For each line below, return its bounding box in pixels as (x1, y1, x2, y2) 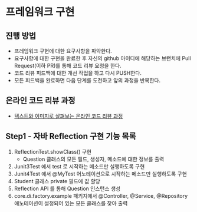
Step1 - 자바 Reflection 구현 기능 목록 (5, 131, 136, 141)
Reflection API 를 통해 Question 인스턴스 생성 (14, 185, 121, 192)
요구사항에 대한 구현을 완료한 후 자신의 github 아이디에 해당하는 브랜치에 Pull (14, 55, 191, 62)
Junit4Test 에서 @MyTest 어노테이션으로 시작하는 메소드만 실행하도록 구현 (14, 170, 187, 177)
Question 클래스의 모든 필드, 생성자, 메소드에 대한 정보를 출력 (22, 155, 165, 163)
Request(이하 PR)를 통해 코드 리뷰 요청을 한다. (14, 62, 122, 69)
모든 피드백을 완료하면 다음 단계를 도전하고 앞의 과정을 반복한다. (14, 77, 160, 84)
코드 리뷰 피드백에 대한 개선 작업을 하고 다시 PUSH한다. (14, 69, 142, 77)
